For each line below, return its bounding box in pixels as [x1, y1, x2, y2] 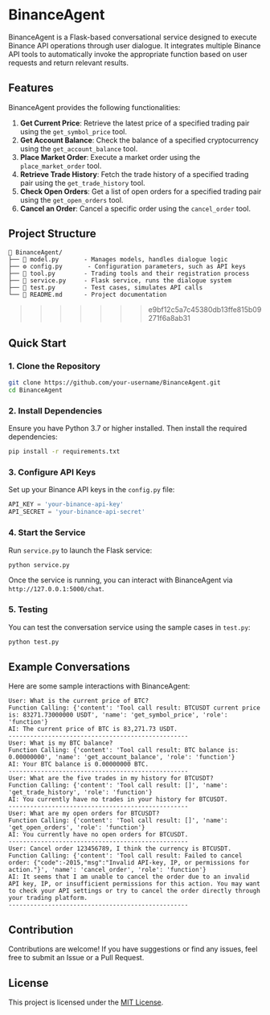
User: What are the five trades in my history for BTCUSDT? [8, 775, 215, 783]
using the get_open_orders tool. [19, 195, 124, 204]
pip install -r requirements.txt [8, 448, 121, 456]
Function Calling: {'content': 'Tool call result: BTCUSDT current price [8, 704, 261, 713]
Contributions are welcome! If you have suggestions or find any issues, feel [8, 944, 258, 954]
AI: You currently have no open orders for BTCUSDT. [8, 831, 189, 839]
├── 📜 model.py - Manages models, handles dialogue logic [8, 255, 228, 263]
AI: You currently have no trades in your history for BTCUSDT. [8, 795, 228, 803]
